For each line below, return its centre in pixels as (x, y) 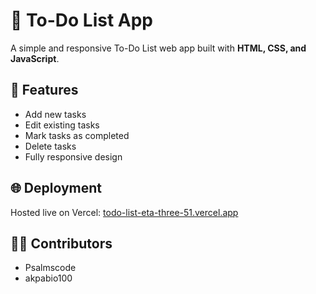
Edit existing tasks (62, 125)
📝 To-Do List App (81, 20)
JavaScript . (35, 58)
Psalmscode (50, 268)
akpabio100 (48, 278)
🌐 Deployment (56, 188)
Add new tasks (55, 114)
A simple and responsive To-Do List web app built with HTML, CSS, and (158, 48)
